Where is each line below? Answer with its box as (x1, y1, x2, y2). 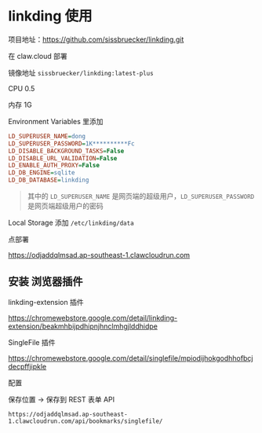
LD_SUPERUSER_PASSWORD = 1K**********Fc (8, 139, 135, 148)
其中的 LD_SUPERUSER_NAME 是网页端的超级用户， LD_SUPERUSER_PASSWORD (27, 192, 255, 201)
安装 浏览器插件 (8, 275, 83, 288)
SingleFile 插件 (8, 337, 56, 347)
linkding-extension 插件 (8, 297, 84, 306)
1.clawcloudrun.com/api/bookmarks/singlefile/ (8, 417, 163, 425)
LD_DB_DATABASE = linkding (8, 176, 89, 185)
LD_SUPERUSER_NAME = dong (8, 132, 86, 140)
